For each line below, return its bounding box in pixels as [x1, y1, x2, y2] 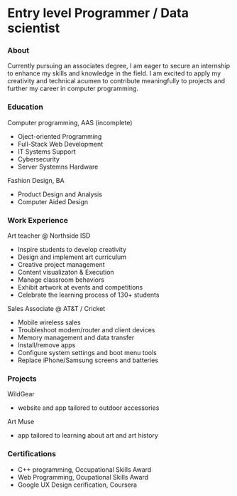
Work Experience [7, 215, 69, 225]
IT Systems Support [17, 147, 76, 156]
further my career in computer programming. [7, 84, 139, 93]
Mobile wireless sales [17, 318, 81, 327]
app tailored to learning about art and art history [17, 431, 158, 440]
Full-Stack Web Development [17, 139, 104, 148]
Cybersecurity [17, 154, 60, 163]
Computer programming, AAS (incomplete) [7, 118, 133, 127]
